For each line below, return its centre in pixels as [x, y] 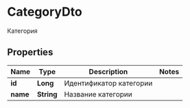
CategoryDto [45, 12]
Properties [30, 52]
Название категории [98, 94]
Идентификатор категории [108, 83]
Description [108, 71]
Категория [22, 31]
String [47, 94]
